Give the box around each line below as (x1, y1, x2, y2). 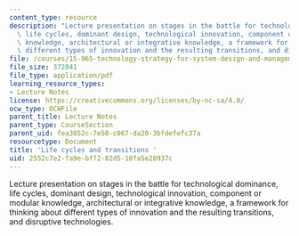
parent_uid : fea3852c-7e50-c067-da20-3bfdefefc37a (9, 129, 201, 138)
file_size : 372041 (9, 63, 77, 72)
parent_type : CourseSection (9, 121, 114, 130)
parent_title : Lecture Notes (9, 112, 117, 121)
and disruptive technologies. (9, 216, 114, 227)
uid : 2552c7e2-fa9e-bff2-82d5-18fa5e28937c (9, 153, 174, 163)
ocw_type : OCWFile (9, 104, 77, 113)
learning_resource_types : (9, 79, 105, 88)
